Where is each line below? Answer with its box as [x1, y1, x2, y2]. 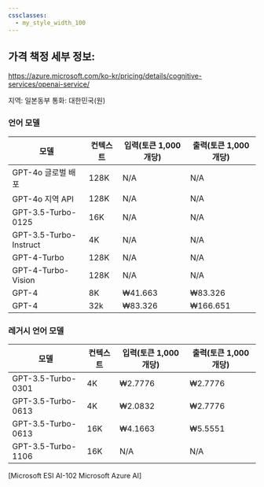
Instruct [12, 239, 41, 250]
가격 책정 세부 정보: [8, 50, 96, 63]
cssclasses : [8, 11, 47, 20]
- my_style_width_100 [15, 19, 86, 27]
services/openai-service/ [8, 79, 90, 89]
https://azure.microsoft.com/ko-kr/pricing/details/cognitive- [8, 72, 203, 81]
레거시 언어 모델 [8, 325, 64, 336]
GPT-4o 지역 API [12, 194, 75, 205]
